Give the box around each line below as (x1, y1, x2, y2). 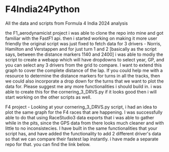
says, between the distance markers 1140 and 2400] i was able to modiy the (5, 51, 163, 57)
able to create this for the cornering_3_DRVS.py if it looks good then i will (5, 89, 157, 95)
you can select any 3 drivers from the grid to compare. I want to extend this (5, 62, 162, 68)
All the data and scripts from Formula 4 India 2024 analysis (5, 20, 128, 26)
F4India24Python (5, 4, 80, 15)
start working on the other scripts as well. (5, 94, 92, 100)
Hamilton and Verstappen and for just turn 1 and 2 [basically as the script (5, 46, 157, 52)
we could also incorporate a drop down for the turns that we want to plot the (5, 78, 164, 84)
